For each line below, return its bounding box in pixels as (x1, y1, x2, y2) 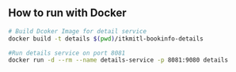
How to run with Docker (8, 6, 127, 20)
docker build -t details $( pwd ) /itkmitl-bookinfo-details (8, 35, 204, 43)
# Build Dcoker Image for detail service (8, 27, 147, 35)
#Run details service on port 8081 (8, 49, 126, 57)
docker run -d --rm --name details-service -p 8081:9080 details (8, 56, 228, 64)
